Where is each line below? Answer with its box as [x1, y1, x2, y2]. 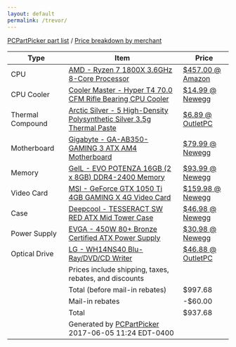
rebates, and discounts [68, 273, 144, 283]
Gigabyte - [68, 134, 105, 144]
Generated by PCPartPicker [68, 319, 159, 329]
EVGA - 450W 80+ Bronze [68, 224, 158, 234]
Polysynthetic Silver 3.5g [68, 114, 151, 124]
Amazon [183, 73, 211, 83]
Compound [11, 118, 48, 128]
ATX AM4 [105, 143, 137, 153]
